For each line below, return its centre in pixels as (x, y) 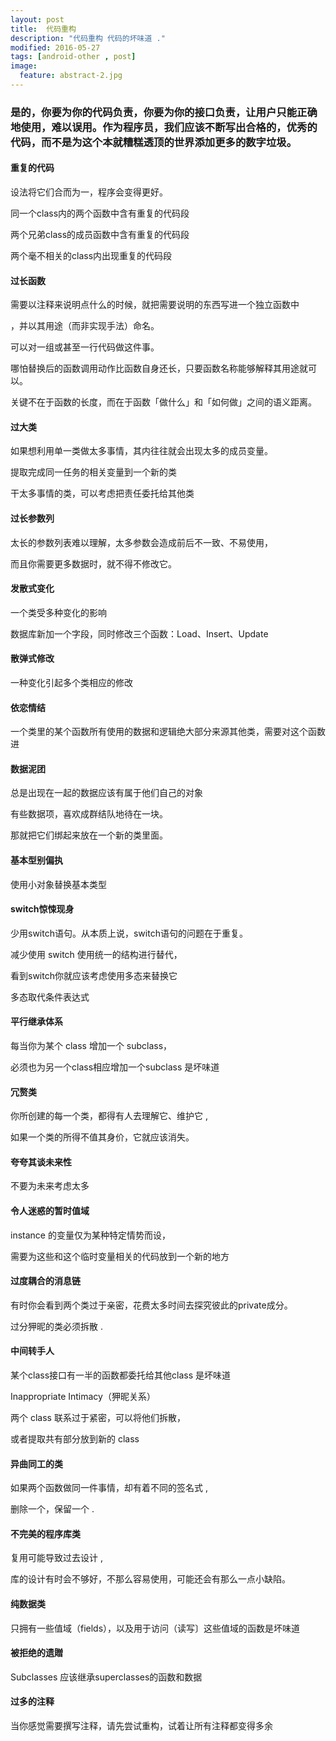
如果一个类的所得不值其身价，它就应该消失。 (102, 1137)
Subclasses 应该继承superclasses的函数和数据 (106, 1677)
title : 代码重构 (43, 29)
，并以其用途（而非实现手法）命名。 (85, 326)
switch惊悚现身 (42, 909)
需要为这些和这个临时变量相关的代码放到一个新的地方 (120, 1256)
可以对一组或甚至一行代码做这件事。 (85, 347)
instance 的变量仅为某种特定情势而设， (90, 1235)
